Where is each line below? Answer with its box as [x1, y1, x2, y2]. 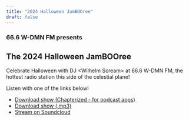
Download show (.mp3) [14, 102, 72, 109]
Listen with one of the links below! [6, 85, 89, 92]
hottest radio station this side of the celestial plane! [6, 73, 130, 80]
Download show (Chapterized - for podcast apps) [14, 96, 135, 103]
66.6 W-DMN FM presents [6, 33, 82, 42]
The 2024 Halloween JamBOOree [6, 51, 131, 62]
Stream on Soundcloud [14, 109, 71, 116]
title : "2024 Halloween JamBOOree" [6, 8, 94, 15]
